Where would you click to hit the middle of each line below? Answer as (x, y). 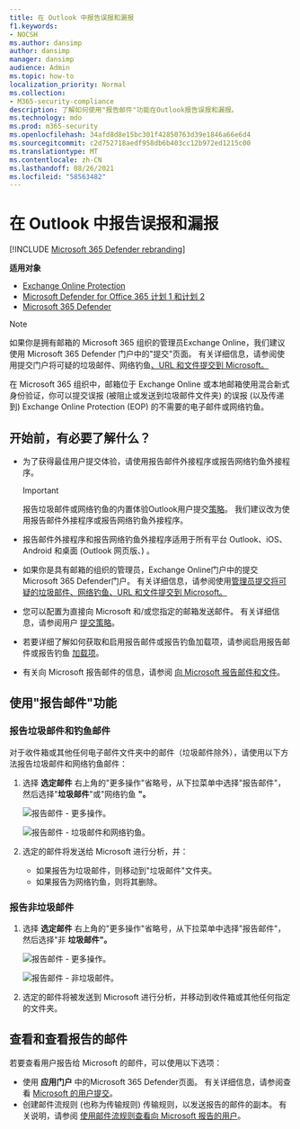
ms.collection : (38, 93)
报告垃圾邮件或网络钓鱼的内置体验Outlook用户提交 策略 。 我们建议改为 (152, 509)
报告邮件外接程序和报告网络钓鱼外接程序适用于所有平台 (124, 539)
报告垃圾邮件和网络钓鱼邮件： (72, 763)
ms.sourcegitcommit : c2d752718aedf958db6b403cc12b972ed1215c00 (130, 143)
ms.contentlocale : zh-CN (56, 160)
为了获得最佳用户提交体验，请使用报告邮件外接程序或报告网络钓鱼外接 (152, 461)
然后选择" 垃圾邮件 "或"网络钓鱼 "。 (86, 793)
